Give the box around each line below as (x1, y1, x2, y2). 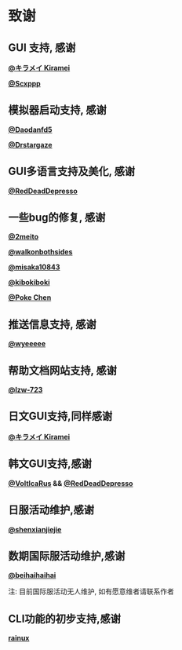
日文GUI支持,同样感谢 (8, 410, 113, 423)
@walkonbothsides (8, 247, 73, 257)
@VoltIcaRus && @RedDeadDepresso (8, 478, 133, 487)
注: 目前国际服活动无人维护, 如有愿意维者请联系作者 (8, 586, 174, 597)
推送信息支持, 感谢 (8, 317, 96, 330)
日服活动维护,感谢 (8, 503, 95, 517)
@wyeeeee (8, 339, 46, 349)
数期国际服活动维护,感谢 (8, 549, 126, 562)
